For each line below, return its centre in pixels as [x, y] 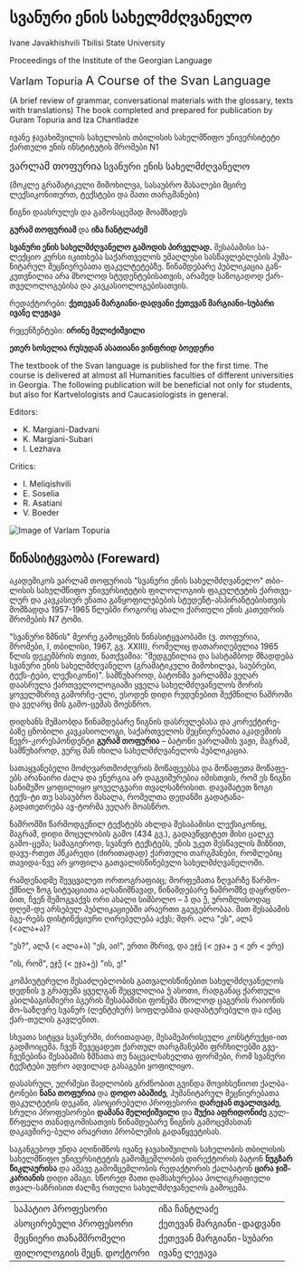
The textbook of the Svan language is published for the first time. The [139, 365]
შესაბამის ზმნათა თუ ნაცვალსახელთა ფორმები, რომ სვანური [167, 1056]
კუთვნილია [31, 275]
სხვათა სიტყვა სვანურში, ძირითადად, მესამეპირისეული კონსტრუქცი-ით [148, 1036]
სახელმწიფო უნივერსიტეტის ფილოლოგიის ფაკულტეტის [147, 590]
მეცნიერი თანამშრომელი [70, 1237]
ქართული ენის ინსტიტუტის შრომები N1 [84, 147]
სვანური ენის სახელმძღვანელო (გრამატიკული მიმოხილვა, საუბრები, [143, 665]
